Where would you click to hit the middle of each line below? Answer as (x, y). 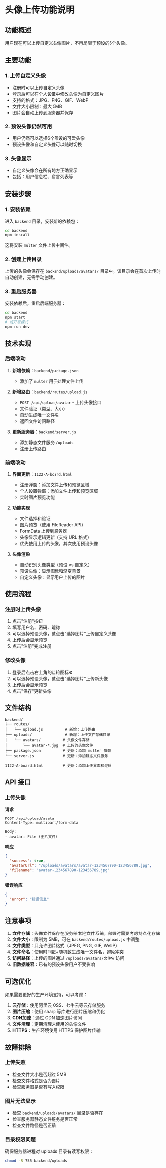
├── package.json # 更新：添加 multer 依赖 (58, 751)
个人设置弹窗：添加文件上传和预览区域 (59, 491)
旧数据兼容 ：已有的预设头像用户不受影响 (54, 964)
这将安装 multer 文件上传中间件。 (39, 245)
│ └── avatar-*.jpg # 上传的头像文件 (49, 745)
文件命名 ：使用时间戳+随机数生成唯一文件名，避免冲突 (68, 952)
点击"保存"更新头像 (32, 691)
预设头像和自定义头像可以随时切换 (47, 144)
